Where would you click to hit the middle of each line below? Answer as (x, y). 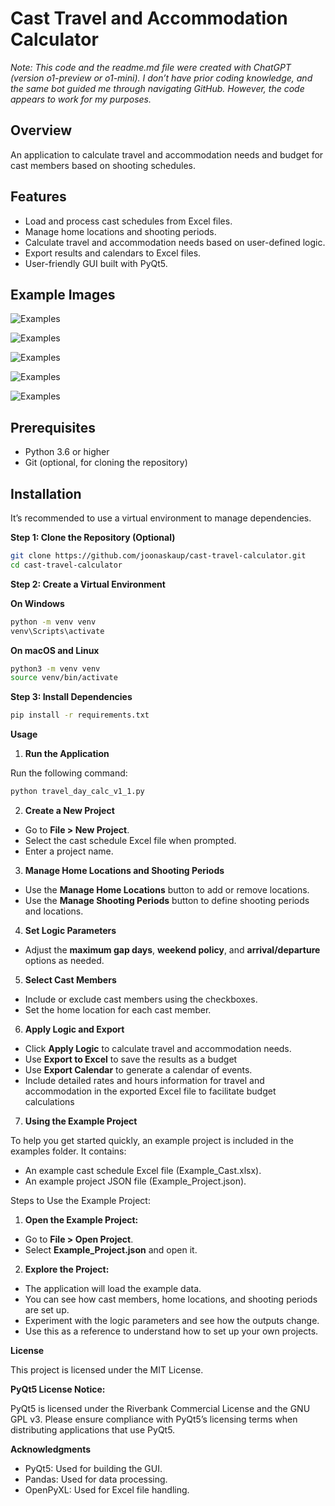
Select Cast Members (70, 980)
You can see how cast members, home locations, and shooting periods (171, 1299)
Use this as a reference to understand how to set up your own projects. (171, 1331)
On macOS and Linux (55, 650)
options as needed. (64, 960)
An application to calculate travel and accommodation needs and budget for (167, 154)
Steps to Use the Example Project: (80, 1200)
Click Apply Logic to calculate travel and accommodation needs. (158, 1048)
